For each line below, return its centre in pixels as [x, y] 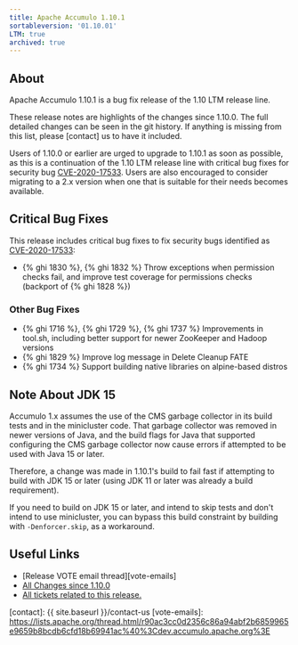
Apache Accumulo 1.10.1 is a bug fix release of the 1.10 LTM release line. [140, 100]
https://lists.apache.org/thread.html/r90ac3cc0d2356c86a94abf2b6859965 [149, 621]
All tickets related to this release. [82, 594]
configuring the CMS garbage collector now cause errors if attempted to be [148, 444]
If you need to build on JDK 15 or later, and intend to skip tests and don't [141, 507]
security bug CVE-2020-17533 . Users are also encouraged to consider [139, 172]
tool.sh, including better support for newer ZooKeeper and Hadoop [145, 339]
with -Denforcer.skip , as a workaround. [82, 526]
